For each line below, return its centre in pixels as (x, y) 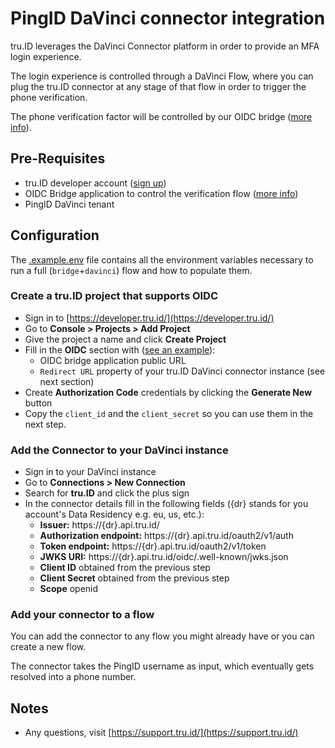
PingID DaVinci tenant (69, 204)
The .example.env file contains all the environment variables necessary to (162, 259)
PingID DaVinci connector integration (168, 18)
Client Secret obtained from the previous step (134, 578)
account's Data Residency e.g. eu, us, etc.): (114, 514)
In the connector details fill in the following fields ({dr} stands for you (166, 504)
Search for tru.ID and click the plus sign (107, 493)
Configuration (55, 235)
